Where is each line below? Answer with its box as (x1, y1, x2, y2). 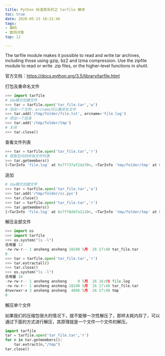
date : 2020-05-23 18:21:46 (5, 16, 60, 21)
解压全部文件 (5, 219, 31, 225)
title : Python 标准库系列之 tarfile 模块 (5, 7, 85, 12)
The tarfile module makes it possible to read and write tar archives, (5, 52, 140, 58)
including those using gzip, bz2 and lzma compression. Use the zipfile (5, 57, 147, 63)
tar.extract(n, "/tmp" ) (14, 342, 60, 347)
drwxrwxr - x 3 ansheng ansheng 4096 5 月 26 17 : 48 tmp (5, 288, 119, 293)
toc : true (5, 12, 26, 17)
